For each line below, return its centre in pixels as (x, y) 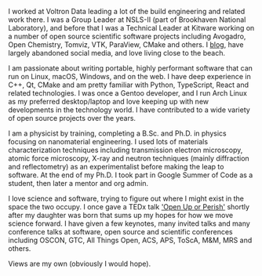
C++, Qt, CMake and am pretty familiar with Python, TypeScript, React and (129, 85)
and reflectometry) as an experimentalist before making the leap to (116, 167)
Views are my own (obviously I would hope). (80, 263)
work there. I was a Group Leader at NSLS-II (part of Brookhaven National (127, 20)
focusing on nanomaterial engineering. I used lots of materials (108, 142)
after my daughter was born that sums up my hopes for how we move (121, 215)
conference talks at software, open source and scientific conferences (120, 232)
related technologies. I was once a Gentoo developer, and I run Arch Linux (127, 93)
